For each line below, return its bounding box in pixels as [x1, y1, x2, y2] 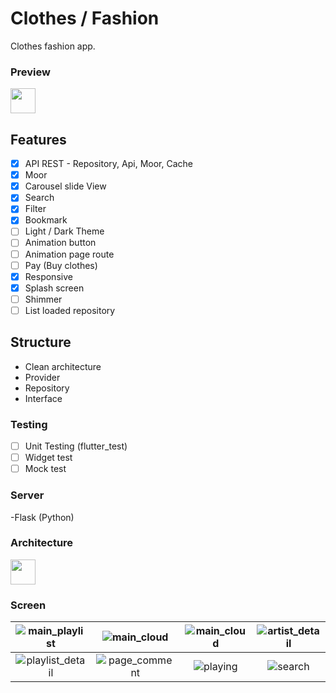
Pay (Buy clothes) [24, 259, 98, 271]
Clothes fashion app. [10, 40, 96, 52]
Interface [24, 392, 63, 404]
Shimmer [24, 293, 63, 305]
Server [10, 488, 45, 502]
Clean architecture [24, 360, 102, 372]
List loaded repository [24, 304, 116, 316]
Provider [24, 371, 61, 383]
